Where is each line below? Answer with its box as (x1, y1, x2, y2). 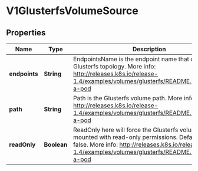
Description (132, 45, 166, 53)
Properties (6, 28, 46, 38)
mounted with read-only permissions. (72, 133, 178, 141)
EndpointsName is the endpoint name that (72, 55, 190, 63)
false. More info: (72, 140, 118, 149)
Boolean (44, 140, 68, 149)
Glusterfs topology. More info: (72, 63, 156, 70)
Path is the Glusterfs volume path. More (72, 94, 183, 102)
